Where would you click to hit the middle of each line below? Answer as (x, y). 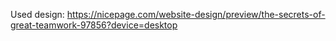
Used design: (37, 14)
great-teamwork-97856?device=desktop (94, 25)
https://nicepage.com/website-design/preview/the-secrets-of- (196, 14)
